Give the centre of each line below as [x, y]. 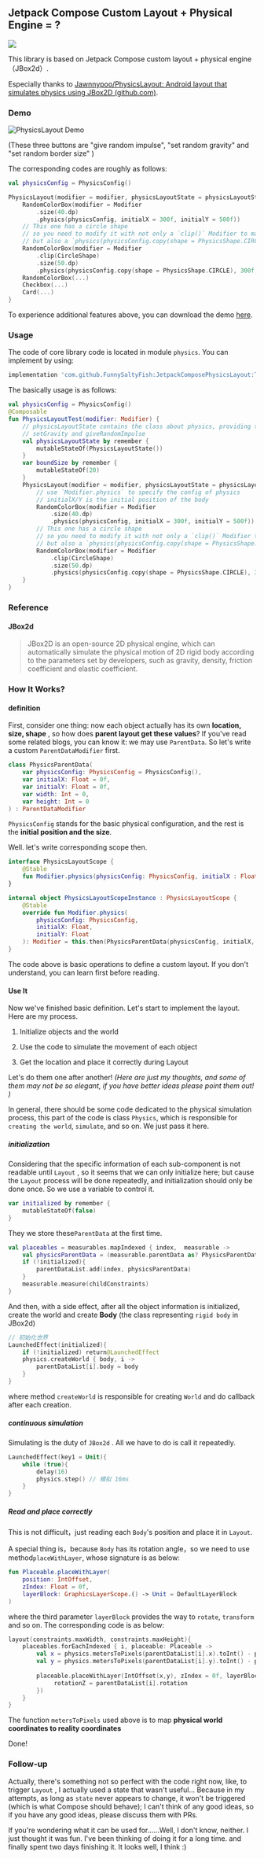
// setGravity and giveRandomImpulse [84, 433]
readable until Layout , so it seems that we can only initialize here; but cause [131, 1172]
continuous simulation [46, 1422]
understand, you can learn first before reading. [84, 972]
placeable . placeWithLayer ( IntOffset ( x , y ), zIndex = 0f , [130, 1676]
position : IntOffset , [57, 1580]
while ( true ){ [45, 1464]
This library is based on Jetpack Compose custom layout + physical [118, 59]
